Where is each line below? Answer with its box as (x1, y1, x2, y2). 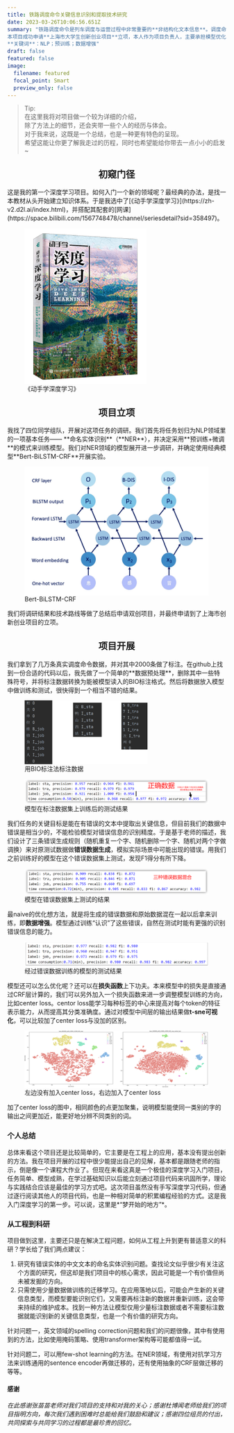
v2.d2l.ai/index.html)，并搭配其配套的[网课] (7, 206, 131, 214)
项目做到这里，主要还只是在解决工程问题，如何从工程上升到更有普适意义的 (7, 1236, 220, 1244)
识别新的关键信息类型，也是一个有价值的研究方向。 (35, 1312, 182, 1320)
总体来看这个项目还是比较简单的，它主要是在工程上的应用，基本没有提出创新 (7, 1148, 226, 1156)
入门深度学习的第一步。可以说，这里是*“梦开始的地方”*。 (7, 1200, 172, 1208)
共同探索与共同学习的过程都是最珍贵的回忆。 (7, 1418, 135, 1427)
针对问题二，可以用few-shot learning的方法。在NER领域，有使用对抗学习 (7, 1350, 217, 1358)
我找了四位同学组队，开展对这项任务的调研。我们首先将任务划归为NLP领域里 (7, 426, 226, 435)
